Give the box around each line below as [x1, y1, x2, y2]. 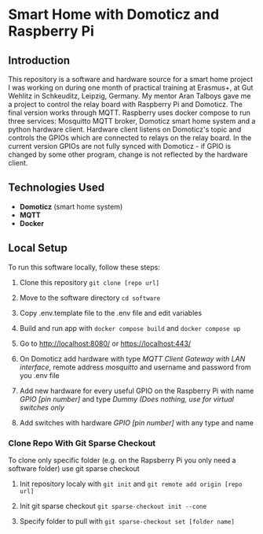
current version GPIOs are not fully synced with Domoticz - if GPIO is [8, 142, 232, 150]
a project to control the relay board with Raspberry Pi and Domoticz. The [8, 100, 243, 109]
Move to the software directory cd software [19, 293, 161, 302]
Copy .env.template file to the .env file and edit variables [19, 308, 203, 317]
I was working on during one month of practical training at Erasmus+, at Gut [8, 83, 254, 92]
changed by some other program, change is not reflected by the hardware [8, 150, 248, 159]
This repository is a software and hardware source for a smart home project [8, 75, 254, 83]
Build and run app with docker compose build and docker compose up [19, 323, 241, 332]
